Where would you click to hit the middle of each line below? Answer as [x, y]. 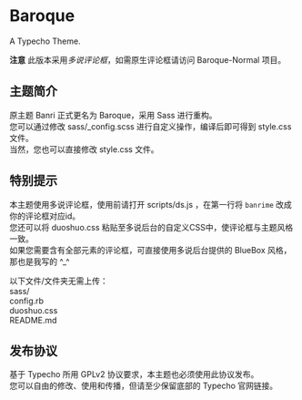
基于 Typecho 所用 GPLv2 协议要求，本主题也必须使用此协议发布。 [134, 374]
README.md [33, 320]
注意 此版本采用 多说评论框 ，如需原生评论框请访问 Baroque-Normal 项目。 [148, 59]
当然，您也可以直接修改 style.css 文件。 [84, 149]
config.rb [26, 301]
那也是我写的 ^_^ [40, 262]
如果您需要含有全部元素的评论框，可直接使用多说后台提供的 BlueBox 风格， [151, 250]
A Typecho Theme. [45, 41]
